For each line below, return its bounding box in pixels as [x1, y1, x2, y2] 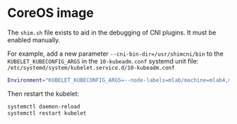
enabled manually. [7, 35, 61, 44]
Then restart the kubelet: [7, 89, 80, 98]
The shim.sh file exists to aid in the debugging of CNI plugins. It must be [7, 28, 217, 37]
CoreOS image [7, 5, 94, 21]
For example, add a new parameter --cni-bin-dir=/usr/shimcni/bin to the [7, 49, 224, 58]
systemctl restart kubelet [7, 109, 87, 117]
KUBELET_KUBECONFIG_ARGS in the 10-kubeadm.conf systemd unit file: [7, 56, 199, 65]
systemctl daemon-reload [7, 103, 80, 110]
